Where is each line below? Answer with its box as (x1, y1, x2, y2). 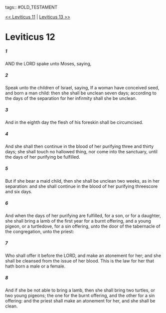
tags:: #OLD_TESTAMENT (5, 4, 58, 10)
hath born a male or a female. (5, 263, 66, 269)
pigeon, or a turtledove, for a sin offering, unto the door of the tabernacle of (5, 223, 161, 229)
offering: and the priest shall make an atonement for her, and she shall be (5, 298, 156, 304)
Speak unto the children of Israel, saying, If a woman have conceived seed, (5, 85, 160, 91)
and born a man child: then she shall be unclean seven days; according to (5, 90, 157, 96)
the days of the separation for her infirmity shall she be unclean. (5, 95, 137, 101)
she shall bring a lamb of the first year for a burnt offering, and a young (5, 218, 151, 224)
